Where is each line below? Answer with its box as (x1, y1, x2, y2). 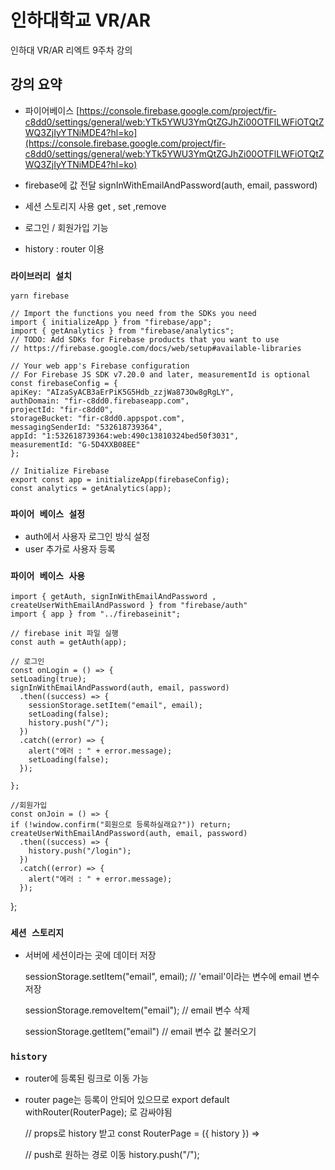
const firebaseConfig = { (10, 379, 118, 389)
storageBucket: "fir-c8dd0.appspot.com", (10, 414, 186, 424)
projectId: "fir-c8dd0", (10, 405, 114, 415)
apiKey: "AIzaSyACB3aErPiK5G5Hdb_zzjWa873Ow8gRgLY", (10, 387, 235, 398)
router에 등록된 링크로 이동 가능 (24, 1072, 149, 1085)
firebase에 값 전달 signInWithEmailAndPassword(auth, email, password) (24, 179, 318, 191)
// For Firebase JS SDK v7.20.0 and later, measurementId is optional (10, 370, 311, 380)
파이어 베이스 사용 (10, 571, 86, 582)
